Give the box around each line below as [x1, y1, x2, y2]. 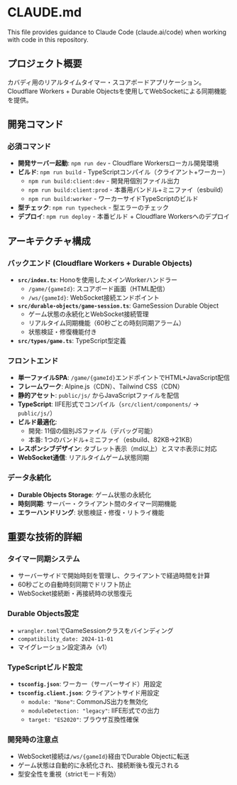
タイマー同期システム [7, 554, 80, 564]
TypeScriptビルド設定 [7, 662, 83, 672]
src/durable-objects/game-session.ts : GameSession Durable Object [17, 301, 219, 310]
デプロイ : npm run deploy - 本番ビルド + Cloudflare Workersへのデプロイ [17, 212, 231, 221]
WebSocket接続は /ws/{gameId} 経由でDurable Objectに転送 [17, 752, 189, 761]
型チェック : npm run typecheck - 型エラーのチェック [17, 203, 169, 212]
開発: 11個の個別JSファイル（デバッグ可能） [28, 427, 157, 435]
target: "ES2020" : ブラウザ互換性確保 [28, 715, 140, 723]
